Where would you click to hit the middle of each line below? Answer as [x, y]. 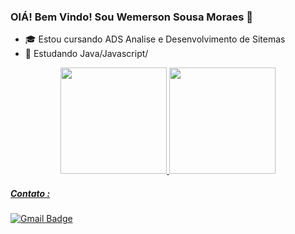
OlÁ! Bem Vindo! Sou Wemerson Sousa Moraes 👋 [132, 17]
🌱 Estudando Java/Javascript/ [86, 54]
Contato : [30, 193]
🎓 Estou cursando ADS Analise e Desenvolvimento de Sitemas [155, 39]
